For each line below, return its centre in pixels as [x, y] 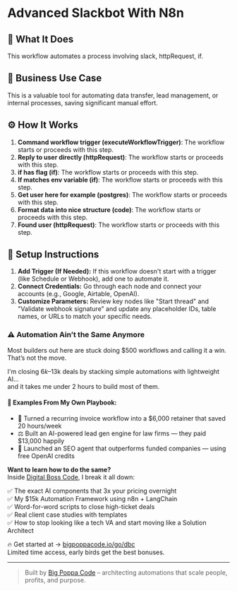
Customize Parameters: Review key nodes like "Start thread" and [113, 301]
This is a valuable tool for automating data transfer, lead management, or [113, 95]
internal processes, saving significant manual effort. [83, 103]
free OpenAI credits [46, 456]
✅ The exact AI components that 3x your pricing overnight [92, 491]
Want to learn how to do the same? [59, 469]
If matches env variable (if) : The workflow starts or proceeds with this [120, 180]
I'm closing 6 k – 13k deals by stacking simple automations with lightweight [114, 371]
